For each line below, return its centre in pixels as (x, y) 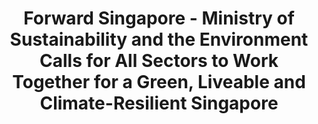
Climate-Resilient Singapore (159, 103)
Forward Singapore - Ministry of (159, 18)
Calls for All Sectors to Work (159, 61)
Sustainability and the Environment (159, 39)
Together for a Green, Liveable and (159, 82)
